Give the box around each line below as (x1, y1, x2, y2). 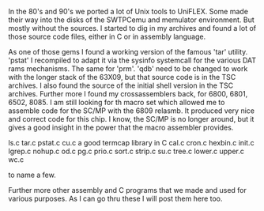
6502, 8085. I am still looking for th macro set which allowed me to (8, 98, 225, 107)
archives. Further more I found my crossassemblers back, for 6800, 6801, (8, 89, 248, 98)
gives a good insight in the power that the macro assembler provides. (8, 122, 234, 132)
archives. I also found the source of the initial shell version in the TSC (8, 81, 234, 90)
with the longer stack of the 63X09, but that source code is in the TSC (8, 73, 236, 81)
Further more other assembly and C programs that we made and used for (8, 186, 247, 194)
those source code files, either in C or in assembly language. (8, 32, 206, 41)
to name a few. (8, 170, 57, 179)
